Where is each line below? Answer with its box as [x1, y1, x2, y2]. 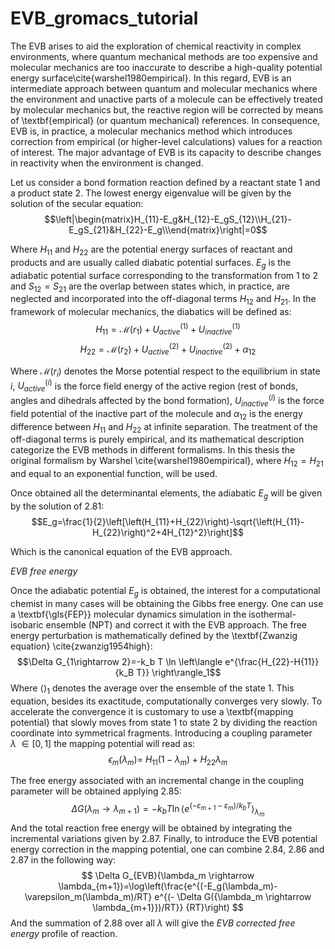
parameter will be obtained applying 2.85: [10, 785, 182, 797]
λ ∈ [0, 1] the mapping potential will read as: [10, 737, 196, 749]
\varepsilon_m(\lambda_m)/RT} [24, 891, 153, 903]
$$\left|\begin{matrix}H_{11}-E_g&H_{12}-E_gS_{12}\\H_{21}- [44, 213, 292, 225]
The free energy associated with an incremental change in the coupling [10, 775, 304, 787]
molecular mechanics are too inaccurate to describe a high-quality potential [10, 61, 323, 73]
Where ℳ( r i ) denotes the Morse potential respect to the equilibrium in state [10, 365, 321, 379]
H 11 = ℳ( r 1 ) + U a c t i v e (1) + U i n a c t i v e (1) [95, 322, 241, 337]
